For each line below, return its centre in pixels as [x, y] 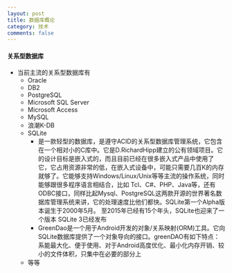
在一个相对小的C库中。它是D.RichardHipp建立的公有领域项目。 [127, 150]
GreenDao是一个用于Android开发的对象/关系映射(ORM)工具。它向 [132, 228]
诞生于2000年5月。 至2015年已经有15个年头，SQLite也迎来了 [131, 211]
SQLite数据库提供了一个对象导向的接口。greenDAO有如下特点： [129, 237]
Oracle [37, 80]
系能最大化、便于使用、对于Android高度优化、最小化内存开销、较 [131, 245]
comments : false [30, 33]
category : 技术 [28, 26]
